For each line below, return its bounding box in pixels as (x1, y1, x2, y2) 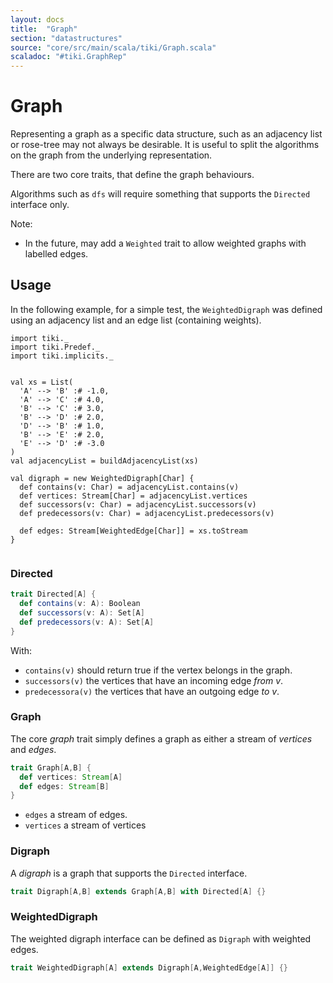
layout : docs (10, 14, 65, 25)
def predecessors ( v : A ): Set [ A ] (19, 617, 155, 627)
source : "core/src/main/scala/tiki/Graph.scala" (10, 42, 217, 53)
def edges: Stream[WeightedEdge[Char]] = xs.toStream (19, 526, 248, 536)
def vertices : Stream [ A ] (19, 772, 123, 782)
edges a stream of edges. (24, 809, 128, 821)
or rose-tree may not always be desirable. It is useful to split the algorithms (10, 139, 320, 151)
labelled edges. (24, 248, 89, 260)
